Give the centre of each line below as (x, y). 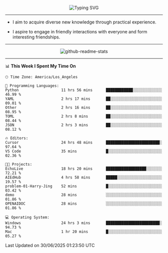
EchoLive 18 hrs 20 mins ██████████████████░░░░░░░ (84, 169)
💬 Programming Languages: (32, 86)
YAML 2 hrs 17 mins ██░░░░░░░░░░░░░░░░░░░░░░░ (84, 99)
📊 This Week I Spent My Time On (40, 66)
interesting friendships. (36, 37)
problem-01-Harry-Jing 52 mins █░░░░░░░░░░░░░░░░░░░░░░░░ (84, 186)
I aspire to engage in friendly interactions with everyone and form (80, 32)
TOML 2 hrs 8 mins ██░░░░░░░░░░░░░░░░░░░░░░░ (84, 116)
